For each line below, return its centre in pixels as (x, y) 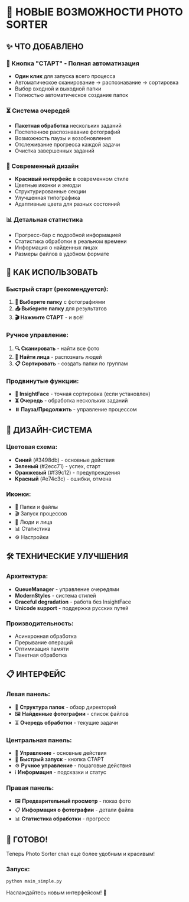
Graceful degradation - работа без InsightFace (73, 602)
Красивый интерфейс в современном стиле (71, 179)
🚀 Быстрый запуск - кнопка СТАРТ (59, 759)
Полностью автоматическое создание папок (71, 95)
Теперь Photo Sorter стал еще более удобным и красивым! (81, 854)
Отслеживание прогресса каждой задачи (67, 145)
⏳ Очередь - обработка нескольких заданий (71, 401)
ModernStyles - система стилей (55, 595)
